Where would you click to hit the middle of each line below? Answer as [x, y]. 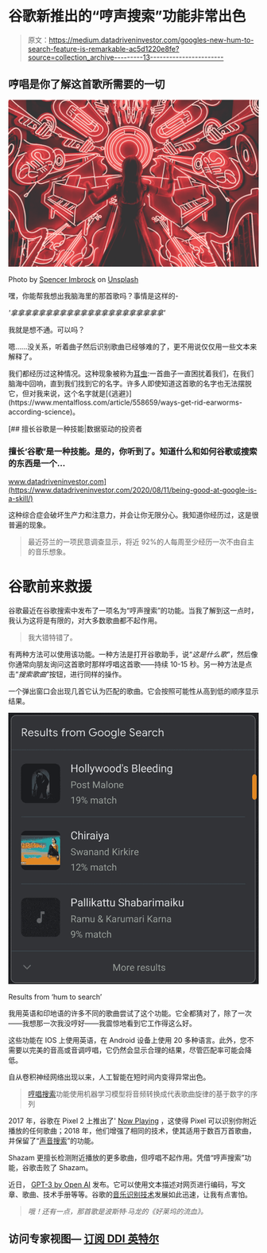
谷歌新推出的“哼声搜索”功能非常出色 [127, 16]
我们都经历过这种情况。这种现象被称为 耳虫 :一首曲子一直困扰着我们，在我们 [131, 374]
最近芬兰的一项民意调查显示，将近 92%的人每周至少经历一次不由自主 [141, 542]
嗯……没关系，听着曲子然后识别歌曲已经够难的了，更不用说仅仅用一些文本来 [133, 347]
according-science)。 [44, 412]
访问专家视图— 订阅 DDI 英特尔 [84, 1239]
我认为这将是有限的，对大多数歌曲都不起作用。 [85, 620]
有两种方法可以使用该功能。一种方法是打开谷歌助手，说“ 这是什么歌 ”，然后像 [133, 654]
